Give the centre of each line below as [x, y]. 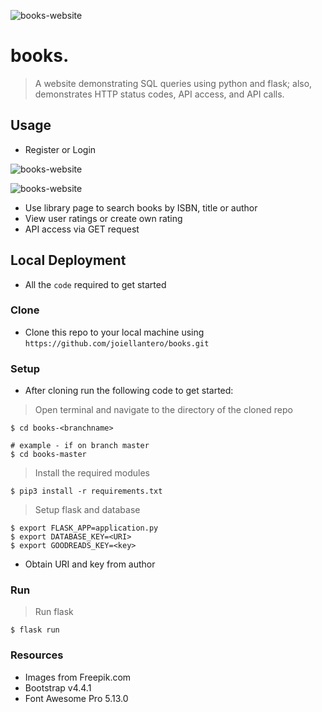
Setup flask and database [87, 510]
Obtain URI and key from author [90, 564]
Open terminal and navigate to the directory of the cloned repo [163, 410]
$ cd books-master [48, 455]
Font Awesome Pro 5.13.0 [76, 698]
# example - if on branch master [80, 446]
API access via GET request [82, 229]
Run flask [54, 612]
